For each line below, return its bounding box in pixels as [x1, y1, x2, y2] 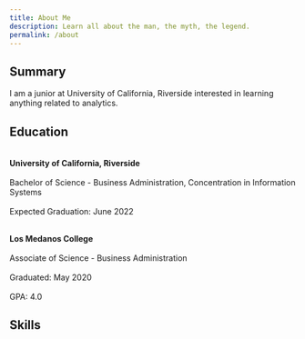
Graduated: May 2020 [9, 272, 93, 283]
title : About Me [9, 13, 71, 23]
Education [9, 124, 69, 139]
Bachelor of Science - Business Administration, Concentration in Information [9, 177, 296, 187]
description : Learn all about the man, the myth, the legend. [9, 22, 250, 31]
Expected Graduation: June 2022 [9, 206, 134, 216]
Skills [9, 317, 41, 333]
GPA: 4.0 [9, 292, 43, 302]
